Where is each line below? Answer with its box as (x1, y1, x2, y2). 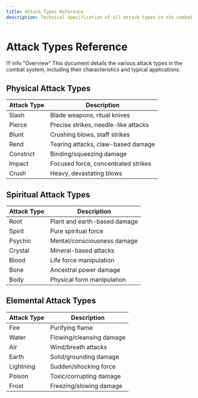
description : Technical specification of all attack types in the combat (6, 14, 193, 20)
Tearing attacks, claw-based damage (50, 140, 156, 149)
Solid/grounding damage (50, 353, 120, 361)
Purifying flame (50, 323, 93, 332)
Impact (9, 159, 29, 168)
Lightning (9, 362, 36, 371)
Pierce (9, 121, 27, 129)
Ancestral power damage (50, 266, 121, 274)
